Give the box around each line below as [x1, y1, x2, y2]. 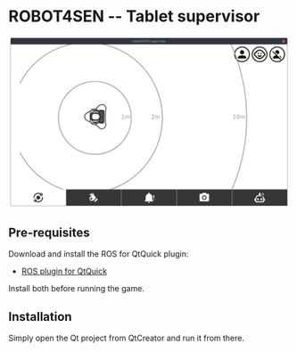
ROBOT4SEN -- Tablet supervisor [8, 6, 260, 27]
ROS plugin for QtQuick [21, 266, 108, 277]
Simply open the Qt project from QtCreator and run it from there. [8, 332, 245, 344]
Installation [8, 309, 72, 324]
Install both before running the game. [8, 283, 144, 294]
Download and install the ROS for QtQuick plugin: [8, 249, 189, 259]
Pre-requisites [8, 225, 90, 240]
